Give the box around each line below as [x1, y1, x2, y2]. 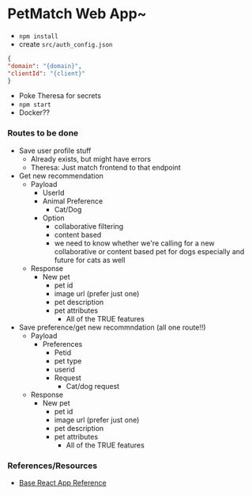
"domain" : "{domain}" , [7, 62, 82, 70]
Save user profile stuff [18, 146, 92, 155]
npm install [18, 32, 58, 40]
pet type [54, 356, 82, 365]
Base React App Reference [18, 478, 107, 488]
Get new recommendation [18, 171, 104, 181]
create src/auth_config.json [18, 39, 113, 48]
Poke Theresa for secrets [18, 91, 102, 101]
